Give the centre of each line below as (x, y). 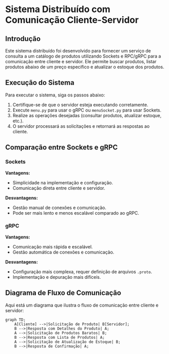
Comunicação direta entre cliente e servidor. (59, 188)
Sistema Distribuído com (58, 9)
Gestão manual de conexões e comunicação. (60, 208)
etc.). (18, 121)
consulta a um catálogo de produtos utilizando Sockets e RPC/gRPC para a (83, 56)
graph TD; (16, 320)
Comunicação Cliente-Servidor (72, 20)
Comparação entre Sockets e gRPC (62, 147)
